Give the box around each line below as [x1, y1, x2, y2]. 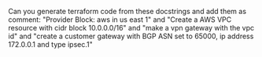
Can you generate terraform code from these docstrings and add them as [8, 7, 246, 16]
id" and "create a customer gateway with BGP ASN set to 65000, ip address [8, 31, 254, 41]
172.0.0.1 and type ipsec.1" [8, 40, 93, 49]
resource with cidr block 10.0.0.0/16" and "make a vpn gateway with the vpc [8, 23, 255, 32]
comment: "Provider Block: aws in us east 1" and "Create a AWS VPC [8, 15, 232, 24]
